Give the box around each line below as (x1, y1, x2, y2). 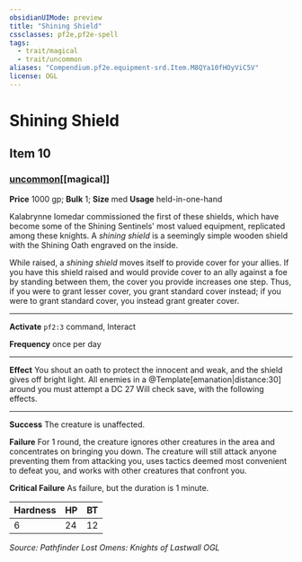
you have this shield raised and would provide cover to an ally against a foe (9, 266, 288, 277)
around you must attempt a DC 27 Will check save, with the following (9, 383, 265, 394)
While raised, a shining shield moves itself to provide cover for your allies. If (9, 257, 289, 268)
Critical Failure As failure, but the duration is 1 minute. (9, 482, 209, 493)
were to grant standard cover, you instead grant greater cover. (9, 295, 240, 306)
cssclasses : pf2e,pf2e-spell (9, 30, 119, 39)
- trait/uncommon (17, 55, 83, 64)
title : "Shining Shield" (9, 22, 102, 31)
